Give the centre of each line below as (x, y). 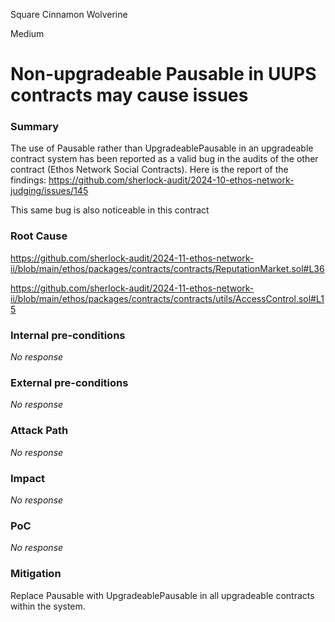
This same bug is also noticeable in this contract (110, 210)
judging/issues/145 (49, 191)
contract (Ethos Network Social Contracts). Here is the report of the (149, 170)
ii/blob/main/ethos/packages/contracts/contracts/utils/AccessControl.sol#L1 (167, 298)
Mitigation (36, 574)
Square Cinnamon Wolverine (69, 14)
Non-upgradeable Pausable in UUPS (163, 74)
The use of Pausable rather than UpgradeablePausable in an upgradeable (162, 148)
